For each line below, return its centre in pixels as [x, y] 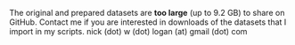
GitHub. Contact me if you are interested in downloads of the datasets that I [148, 22]
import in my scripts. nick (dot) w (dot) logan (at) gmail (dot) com [128, 31]
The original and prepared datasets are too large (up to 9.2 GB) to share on [147, 13]
